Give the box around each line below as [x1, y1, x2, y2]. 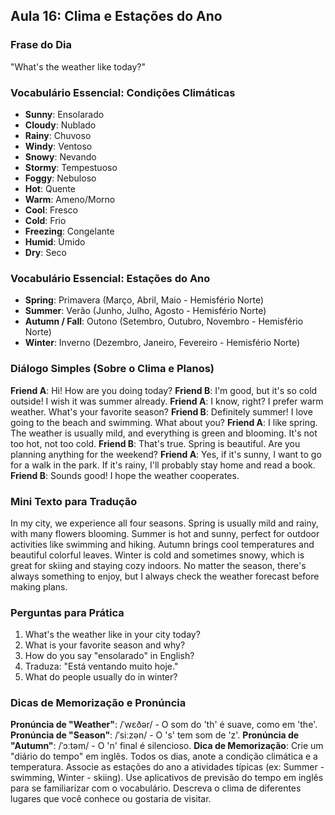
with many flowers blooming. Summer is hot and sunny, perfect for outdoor [10, 527, 320, 539]
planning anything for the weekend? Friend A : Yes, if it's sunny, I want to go [10, 448, 322, 460]
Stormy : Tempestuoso [24, 161, 118, 173]
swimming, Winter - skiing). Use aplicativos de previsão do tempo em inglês [10, 772, 324, 784]
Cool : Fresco [24, 204, 78, 216]
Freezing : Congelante [24, 225, 115, 237]
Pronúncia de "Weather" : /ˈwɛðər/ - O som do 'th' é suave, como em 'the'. [10, 719, 318, 731]
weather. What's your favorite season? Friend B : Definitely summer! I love [10, 405, 313, 418]
